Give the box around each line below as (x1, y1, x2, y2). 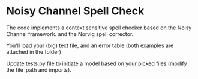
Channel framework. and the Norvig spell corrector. (6, 30, 134, 37)
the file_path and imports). (6, 66, 72, 73)
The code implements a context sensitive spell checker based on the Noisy (6, 24, 192, 31)
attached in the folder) (6, 48, 62, 55)
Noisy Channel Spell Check (6, 4, 145, 18)
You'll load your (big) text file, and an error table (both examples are (6, 42, 174, 49)
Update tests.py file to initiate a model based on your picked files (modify (6, 60, 187, 67)
